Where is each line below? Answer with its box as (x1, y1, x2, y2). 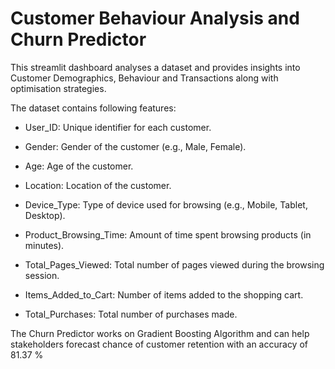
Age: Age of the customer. (24, 160, 134, 172)
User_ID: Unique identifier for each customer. (24, 121, 212, 133)
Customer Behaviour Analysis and (10, 7, 300, 30)
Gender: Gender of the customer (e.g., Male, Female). (24, 140, 247, 152)
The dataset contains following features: (10, 102, 177, 114)
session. (24, 269, 60, 281)
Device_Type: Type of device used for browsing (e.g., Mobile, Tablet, (24, 198, 308, 211)
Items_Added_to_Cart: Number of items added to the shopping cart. (24, 288, 304, 301)
